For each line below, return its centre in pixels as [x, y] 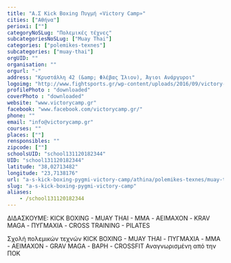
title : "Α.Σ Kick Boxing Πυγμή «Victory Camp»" [77, 13]
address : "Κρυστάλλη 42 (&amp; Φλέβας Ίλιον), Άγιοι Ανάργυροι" [101, 77]
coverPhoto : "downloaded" [46, 97]
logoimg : [20, 84]
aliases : [20, 192]
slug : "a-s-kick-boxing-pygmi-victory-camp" [72, 186]
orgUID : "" [23, 58]
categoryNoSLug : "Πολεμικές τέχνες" [59, 33]
